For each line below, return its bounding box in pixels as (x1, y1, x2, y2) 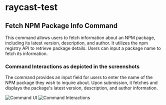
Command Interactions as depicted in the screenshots (5, 63, 140, 70)
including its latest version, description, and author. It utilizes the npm (5, 40, 148, 46)
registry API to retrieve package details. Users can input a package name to (5, 45, 161, 51)
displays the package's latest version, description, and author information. (5, 85, 158, 91)
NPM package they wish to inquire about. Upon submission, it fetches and (5, 79, 158, 86)
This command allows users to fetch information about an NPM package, (5, 34, 155, 40)
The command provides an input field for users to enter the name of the (5, 74, 153, 80)
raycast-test (5, 1, 58, 13)
